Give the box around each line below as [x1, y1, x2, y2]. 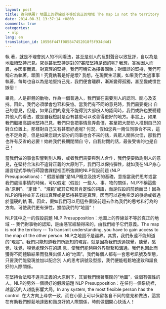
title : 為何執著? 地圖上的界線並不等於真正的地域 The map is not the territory [5, 12, 159, 17]
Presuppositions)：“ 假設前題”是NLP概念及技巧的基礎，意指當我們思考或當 [5, 174, 157, 179]
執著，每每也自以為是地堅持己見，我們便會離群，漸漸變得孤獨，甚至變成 [5, 78, 152, 84]
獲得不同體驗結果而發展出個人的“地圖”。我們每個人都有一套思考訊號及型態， [5, 251, 161, 257]
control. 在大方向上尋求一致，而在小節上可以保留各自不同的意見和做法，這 [5, 292, 157, 298]
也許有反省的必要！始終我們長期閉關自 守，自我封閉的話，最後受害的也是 [5, 138, 154, 144]
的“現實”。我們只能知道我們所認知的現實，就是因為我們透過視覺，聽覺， [5, 238, 152, 245]
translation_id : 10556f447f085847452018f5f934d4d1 [5, 40, 112, 44]
